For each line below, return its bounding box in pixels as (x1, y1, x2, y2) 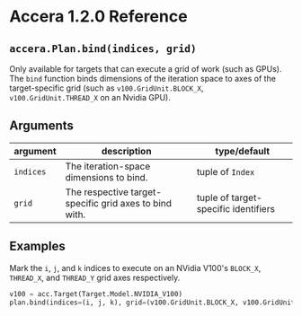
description (101, 145, 152, 157)
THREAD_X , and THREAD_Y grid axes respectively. (9, 272, 181, 283)
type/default (215, 145, 271, 157)
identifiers (232, 202, 276, 215)
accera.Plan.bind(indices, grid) (9, 42, 198, 55)
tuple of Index (196, 165, 255, 178)
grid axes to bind (101, 197, 173, 209)
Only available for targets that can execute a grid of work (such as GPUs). (9, 64, 282, 74)
